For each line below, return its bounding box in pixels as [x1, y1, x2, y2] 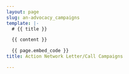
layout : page [6, 8, 39, 15]
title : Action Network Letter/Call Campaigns [6, 53, 123, 59]
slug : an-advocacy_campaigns [6, 15, 80, 21]
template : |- [6, 20, 39, 26]
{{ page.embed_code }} [12, 48, 69, 54]
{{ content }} [12, 37, 47, 43]
